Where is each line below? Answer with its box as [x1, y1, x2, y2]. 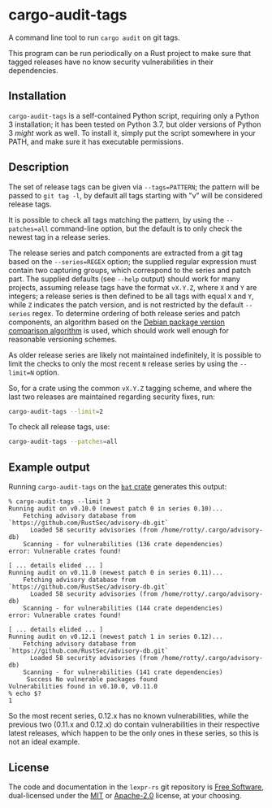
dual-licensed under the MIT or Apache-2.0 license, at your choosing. [8, 790, 242, 800]
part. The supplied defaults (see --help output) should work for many [8, 274, 241, 284]
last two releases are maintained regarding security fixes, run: [8, 392, 215, 402]
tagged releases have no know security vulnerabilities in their [8, 57, 214, 67]
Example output [8, 460, 91, 474]
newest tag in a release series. [8, 232, 111, 241]
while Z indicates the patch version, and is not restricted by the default [8, 299, 244, 310]
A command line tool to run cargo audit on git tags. [8, 33, 180, 42]
